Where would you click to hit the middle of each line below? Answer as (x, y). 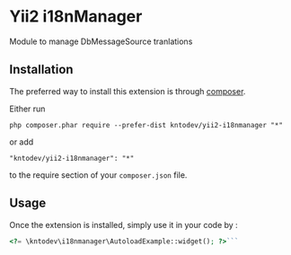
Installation (41, 70)
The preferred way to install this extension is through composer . (128, 91)
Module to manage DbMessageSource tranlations (101, 41)
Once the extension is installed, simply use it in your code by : (123, 224)
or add (22, 142)
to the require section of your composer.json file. (98, 175)
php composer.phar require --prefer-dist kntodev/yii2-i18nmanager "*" (146, 125)
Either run (27, 109)
